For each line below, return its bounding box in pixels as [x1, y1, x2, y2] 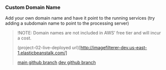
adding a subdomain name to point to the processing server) [5, 20, 129, 26]
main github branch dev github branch [17, 60, 96, 66]
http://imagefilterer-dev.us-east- [80, 45, 148, 51]
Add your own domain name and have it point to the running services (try [5, 15, 155, 21]
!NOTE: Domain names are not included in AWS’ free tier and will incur [17, 30, 162, 36]
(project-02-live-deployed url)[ [17, 45, 81, 51]
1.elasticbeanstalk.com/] [17, 50, 68, 56]
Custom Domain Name [5, 4, 61, 11]
